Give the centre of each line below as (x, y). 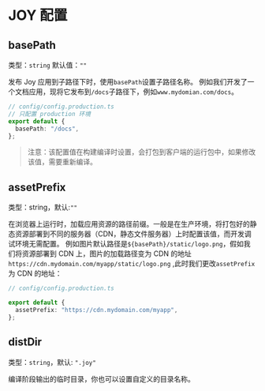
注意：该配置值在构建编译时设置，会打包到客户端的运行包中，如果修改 (142, 152)
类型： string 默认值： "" (48, 65)
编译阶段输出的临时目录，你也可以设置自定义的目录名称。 (101, 378)
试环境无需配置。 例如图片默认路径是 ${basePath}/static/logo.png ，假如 (126, 244)
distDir (25, 342)
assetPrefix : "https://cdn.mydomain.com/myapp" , (97, 310)
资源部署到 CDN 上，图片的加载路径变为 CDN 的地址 (106, 254)
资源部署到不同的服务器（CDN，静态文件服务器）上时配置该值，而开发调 (133, 234)
